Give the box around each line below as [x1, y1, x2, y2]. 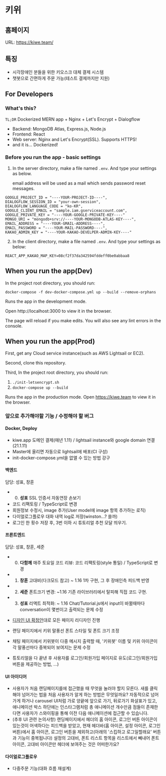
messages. [12, 185, 35, 191]
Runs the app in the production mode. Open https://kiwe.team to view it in [5, 394, 156, 400]
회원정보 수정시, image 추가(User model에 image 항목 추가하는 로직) [12, 507, 146, 513]
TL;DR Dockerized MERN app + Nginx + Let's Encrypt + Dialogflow [5, 116, 140, 122]
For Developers [5, 90, 54, 98]
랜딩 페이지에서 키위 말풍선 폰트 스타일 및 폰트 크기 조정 [12, 628, 120, 634]
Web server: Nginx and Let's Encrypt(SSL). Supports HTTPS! [12, 136, 137, 142]
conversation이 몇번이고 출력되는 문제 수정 [19, 606, 104, 612]
